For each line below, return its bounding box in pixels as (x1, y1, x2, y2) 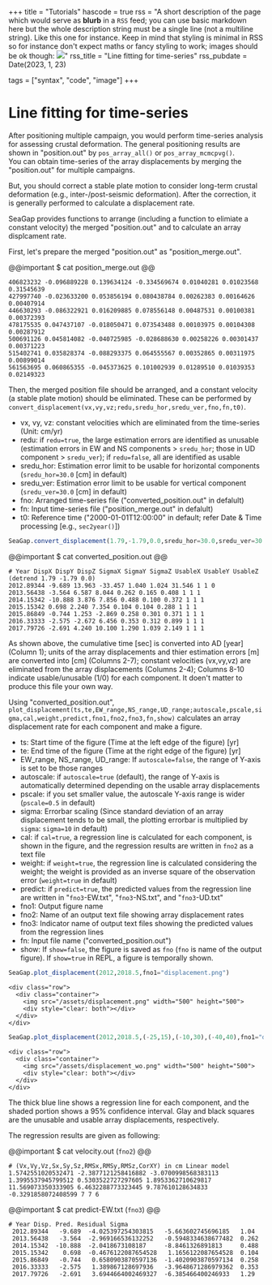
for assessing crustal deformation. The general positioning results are (8, 139, 240, 149)
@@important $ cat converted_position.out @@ (8, 551, 168, 561)
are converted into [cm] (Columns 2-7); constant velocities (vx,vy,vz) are (8, 655, 251, 665)
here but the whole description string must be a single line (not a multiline (8, 24, 253, 33)
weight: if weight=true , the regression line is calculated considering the (19, 858, 257, 868)
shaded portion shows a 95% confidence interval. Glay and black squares (8, 1106, 255, 1115)
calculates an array (176, 713, 241, 722)
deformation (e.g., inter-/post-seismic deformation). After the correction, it (8, 189, 257, 199)
